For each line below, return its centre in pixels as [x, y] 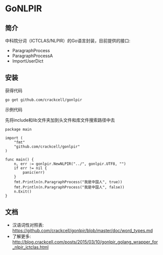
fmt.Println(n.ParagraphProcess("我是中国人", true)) [68, 182]
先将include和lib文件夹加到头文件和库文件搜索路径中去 [60, 120]
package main [18, 129]
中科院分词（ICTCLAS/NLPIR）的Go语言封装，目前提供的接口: [68, 41]
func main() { [20, 159]
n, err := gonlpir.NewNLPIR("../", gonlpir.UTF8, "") [70, 164]
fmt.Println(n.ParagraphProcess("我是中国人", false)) [69, 187]
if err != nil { [31, 168]
